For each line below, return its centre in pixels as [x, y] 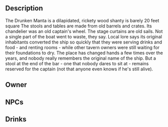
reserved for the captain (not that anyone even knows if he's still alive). [79, 69]
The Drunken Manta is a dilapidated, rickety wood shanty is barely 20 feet [82, 20]
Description [24, 8]
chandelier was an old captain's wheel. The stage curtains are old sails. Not [84, 31]
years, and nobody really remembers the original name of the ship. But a [81, 58]
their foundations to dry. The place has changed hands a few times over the [84, 53]
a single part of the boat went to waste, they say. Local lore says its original [84, 36]
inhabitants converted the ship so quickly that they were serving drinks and [84, 42]
